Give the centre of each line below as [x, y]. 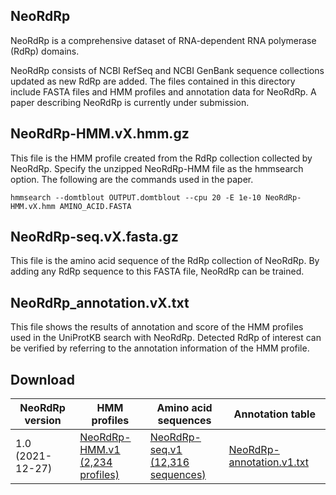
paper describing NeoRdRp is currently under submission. [130, 102]
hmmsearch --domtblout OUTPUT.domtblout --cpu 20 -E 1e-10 [136, 197]
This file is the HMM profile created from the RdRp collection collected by [161, 158]
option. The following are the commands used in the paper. [132, 179]
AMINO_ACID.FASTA [95, 206]
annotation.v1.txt [268, 462]
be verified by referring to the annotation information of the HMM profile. [160, 348]
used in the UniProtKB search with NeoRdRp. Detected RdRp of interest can [166, 338]
